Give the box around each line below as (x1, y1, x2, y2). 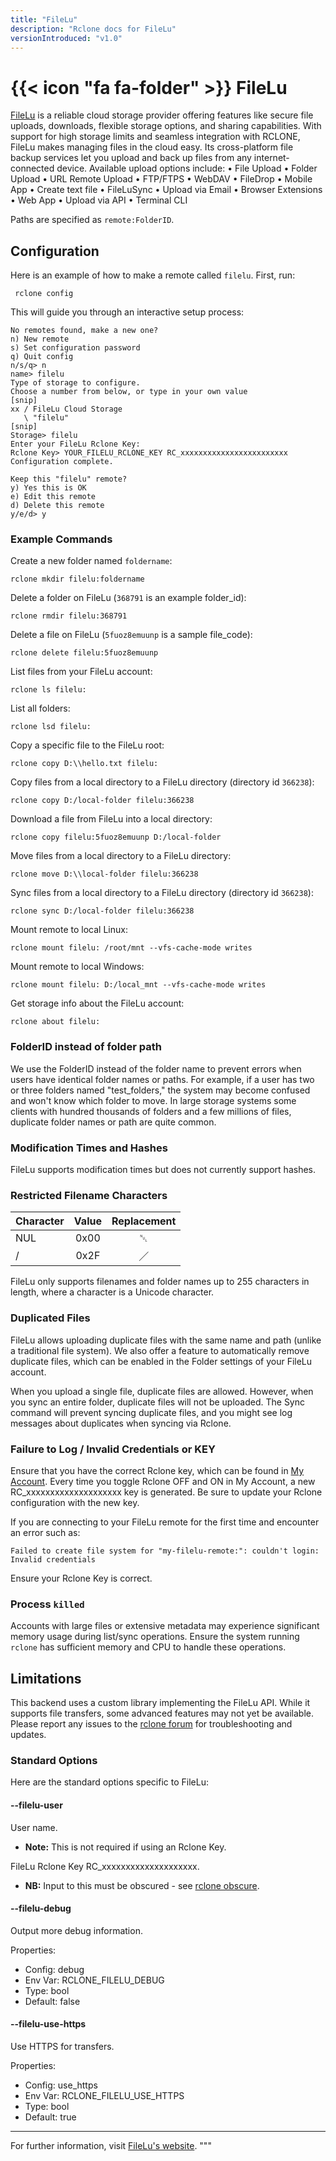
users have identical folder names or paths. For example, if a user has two (10, 1073, 315, 1085)
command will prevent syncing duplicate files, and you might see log (10, 1406, 293, 1418)
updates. (10, 1729, 47, 1741)
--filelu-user (10, 1799, 63, 1811)
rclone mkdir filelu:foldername (10, 574, 145, 585)
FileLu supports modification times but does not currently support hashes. (10, 1164, 316, 1176)
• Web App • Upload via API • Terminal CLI (10, 194, 188, 206)
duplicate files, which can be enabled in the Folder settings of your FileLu (10, 1355, 313, 1367)
